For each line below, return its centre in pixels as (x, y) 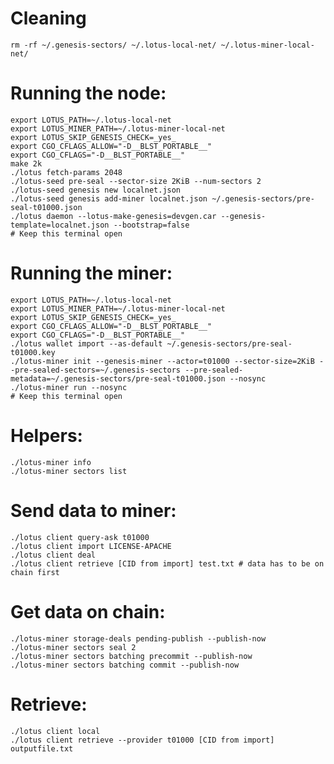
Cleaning (48, 18)
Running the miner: (91, 273)
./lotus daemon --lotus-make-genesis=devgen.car (113, 216)
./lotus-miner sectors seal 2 (73, 647)
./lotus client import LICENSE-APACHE (91, 546)
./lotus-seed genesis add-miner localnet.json (109, 198)
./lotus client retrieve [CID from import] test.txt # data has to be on (167, 563)
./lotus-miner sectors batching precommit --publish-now (131, 656)
